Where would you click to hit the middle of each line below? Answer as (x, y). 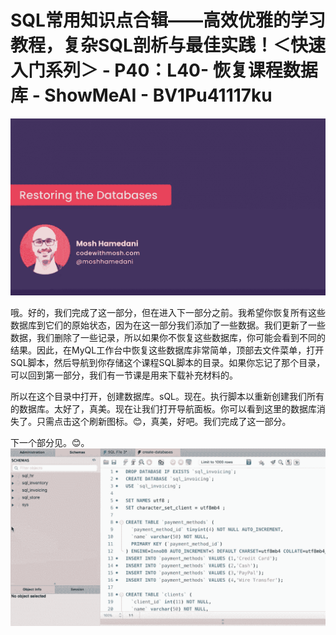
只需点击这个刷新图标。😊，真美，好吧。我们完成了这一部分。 (164, 422)
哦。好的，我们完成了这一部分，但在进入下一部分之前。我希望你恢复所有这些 (168, 313)
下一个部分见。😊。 (50, 443)
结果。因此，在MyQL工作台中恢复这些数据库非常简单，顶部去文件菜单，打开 (167, 350)
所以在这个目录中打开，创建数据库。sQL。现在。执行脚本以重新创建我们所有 (167, 397)
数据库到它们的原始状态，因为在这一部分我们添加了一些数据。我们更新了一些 (168, 325)
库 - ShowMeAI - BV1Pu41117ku (141, 95)
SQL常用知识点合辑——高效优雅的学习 (168, 20)
